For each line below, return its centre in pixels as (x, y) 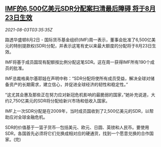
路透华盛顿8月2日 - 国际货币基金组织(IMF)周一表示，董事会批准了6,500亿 (78, 40)
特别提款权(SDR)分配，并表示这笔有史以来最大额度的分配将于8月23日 (83, 45)
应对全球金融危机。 (28, 117)
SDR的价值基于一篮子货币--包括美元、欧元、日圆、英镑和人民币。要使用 (77, 127)
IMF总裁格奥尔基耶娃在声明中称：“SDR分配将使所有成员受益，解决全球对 (78, 78)
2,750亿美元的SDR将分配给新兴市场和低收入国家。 (59, 101)
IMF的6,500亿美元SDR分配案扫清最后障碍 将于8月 (80, 9)
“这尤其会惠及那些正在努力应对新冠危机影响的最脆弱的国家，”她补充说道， (78, 95)
